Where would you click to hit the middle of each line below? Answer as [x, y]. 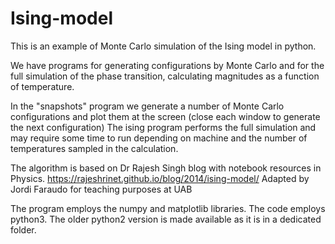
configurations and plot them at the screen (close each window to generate [165, 116]
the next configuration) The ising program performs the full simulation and [163, 127]
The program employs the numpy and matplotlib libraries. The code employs [168, 208]
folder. [23, 229]
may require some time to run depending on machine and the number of [159, 138]
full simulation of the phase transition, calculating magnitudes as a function [165, 76]
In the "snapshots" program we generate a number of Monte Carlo [147, 106]
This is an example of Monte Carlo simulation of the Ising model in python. [163, 46]
